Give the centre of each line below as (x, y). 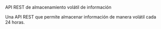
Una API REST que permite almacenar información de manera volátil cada (81, 17)
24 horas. (15, 22)
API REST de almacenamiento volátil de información (58, 7)
